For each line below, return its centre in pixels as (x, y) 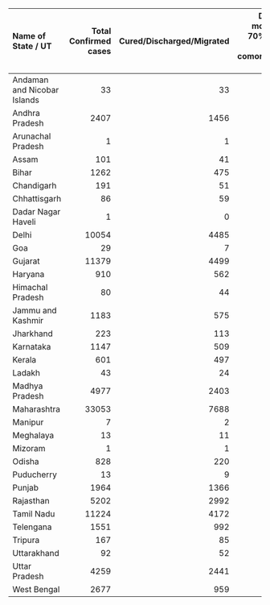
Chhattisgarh (37, 199)
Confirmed (90, 41)
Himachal (30, 287)
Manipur (28, 422)
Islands (26, 100)
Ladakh (27, 373)
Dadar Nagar (37, 211)
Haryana (29, 274)
